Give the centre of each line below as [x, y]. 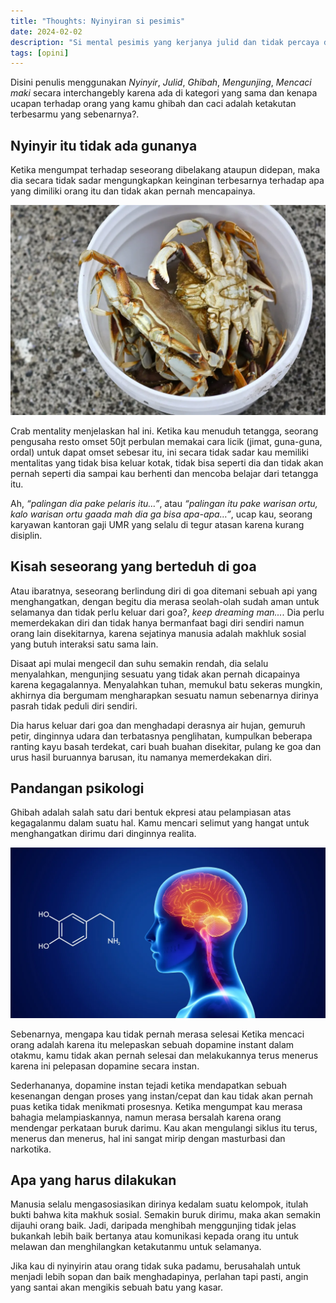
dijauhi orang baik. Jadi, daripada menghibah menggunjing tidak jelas [153, 1226]
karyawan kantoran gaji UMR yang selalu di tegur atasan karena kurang [157, 524]
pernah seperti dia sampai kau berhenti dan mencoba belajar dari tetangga [164, 473]
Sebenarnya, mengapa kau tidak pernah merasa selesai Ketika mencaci [157, 1034]
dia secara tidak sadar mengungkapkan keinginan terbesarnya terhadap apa [167, 181]
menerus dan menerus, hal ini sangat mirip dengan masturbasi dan [148, 1138]
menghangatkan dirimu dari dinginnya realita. [103, 834]
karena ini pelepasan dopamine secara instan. [105, 1066]
